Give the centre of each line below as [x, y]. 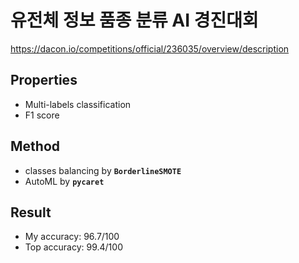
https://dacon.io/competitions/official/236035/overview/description [150, 48]
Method [35, 146]
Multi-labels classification [78, 104]
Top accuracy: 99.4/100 [73, 247]
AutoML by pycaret [64, 181]
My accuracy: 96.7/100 [72, 237]
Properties [44, 80]
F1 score [42, 115]
